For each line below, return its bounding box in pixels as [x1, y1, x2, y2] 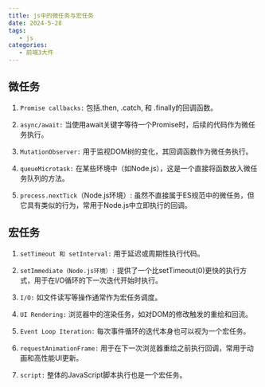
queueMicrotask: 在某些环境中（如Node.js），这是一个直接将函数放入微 [19, 163, 251, 173]
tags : [8, 26, 26, 34]
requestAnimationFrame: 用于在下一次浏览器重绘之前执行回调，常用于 [19, 343, 247, 353]
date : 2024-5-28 [8, 19, 62, 27]
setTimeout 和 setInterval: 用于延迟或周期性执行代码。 [19, 248, 205, 258]
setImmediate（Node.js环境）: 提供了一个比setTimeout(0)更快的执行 [19, 265, 240, 275]
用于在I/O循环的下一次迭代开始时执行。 [33, 276, 163, 285]
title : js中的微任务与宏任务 [8, 11, 94, 20]
